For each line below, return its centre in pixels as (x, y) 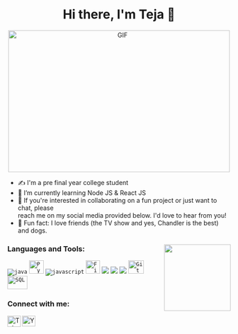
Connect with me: (39, 304)
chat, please (36, 208)
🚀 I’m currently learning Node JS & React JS (82, 193)
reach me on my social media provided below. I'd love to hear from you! (122, 215)
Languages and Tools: (46, 249)
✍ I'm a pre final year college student (73, 182)
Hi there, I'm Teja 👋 (119, 15)
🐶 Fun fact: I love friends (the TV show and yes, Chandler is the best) (118, 223)
